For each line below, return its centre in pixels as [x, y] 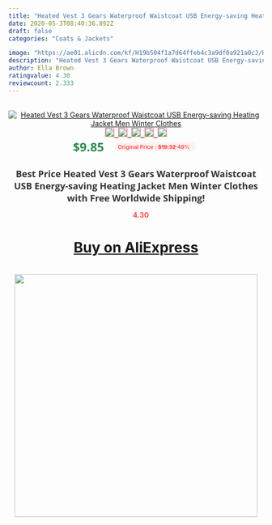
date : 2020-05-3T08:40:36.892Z [61, 23]
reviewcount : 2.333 [41, 83]
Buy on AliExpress [136, 248]
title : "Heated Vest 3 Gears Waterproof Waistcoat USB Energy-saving [128, 16]
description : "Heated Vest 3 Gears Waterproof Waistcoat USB [114, 61]
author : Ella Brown [41, 68]
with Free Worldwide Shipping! [136, 198]
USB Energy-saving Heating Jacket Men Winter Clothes [136, 186]
